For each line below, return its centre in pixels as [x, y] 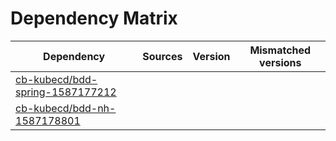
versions [280, 62]
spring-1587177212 [66, 92]
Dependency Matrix [94, 18]
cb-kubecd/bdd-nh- [66, 108]
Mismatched [280, 50]
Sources [162, 56]
